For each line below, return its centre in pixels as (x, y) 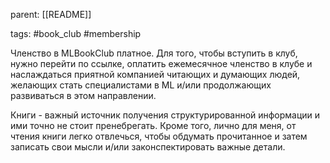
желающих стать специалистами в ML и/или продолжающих (141, 85)
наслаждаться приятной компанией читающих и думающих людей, (155, 74)
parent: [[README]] (51, 14)
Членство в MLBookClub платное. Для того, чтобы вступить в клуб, (154, 53)
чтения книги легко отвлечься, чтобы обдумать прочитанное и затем (159, 136)
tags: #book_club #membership (76, 33)
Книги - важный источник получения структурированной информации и (165, 115)
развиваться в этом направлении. (83, 95)
